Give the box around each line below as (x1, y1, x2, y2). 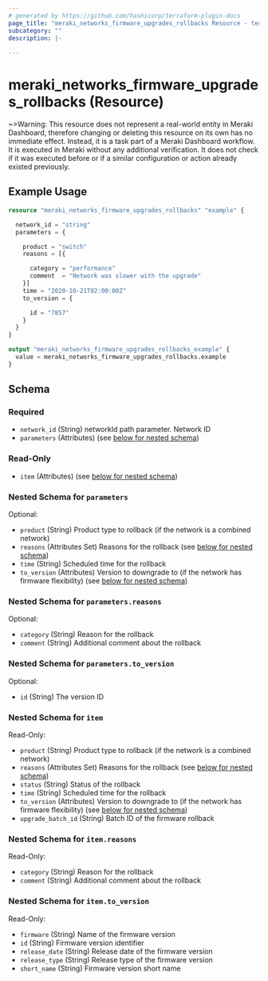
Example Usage (8, 185, 88, 198)
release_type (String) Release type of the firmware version (19, 955, 214, 964)
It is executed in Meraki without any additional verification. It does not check (8, 145, 259, 154)
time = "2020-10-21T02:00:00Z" (22, 286, 127, 294)
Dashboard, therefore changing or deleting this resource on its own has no (8, 128, 254, 138)
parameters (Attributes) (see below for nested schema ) (19, 433, 199, 442)
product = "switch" (22, 242, 88, 250)
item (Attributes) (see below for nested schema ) (19, 471, 178, 481)
